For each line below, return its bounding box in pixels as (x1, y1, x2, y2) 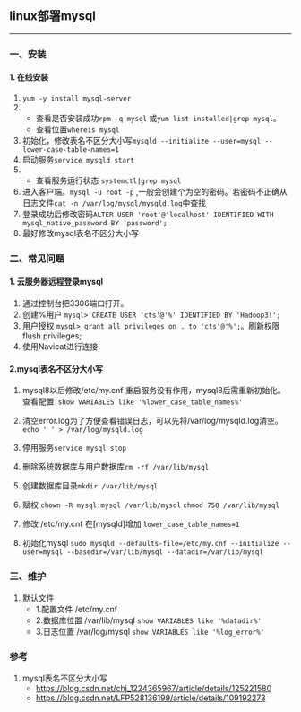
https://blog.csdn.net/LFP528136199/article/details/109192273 (35, 692, 266, 703)
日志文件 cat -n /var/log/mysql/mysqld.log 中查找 (21, 197, 206, 208)
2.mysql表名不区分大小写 (9, 363, 103, 374)
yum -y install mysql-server (21, 93, 132, 103)
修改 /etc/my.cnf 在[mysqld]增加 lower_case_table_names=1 (21, 519, 240, 530)
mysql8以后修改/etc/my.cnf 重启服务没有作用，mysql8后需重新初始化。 (21, 385, 287, 396)
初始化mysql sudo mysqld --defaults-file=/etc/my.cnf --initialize (21, 538, 279, 549)
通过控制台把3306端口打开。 (21, 298, 129, 309)
